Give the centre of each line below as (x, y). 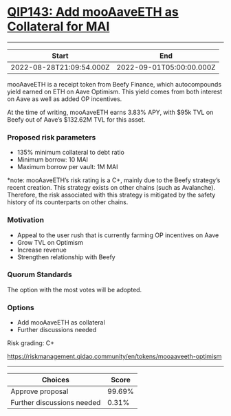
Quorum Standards (40, 274)
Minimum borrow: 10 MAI (52, 160)
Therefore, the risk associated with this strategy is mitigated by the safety (111, 195)
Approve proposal (40, 391)
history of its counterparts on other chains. (68, 202)
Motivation (26, 220)
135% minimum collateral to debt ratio (71, 153)
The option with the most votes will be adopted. (75, 289)
